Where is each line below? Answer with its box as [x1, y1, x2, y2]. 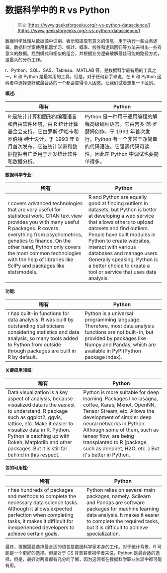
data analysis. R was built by [7, 316, 74, 323]
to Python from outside [7, 341, 61, 348]
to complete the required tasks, [86, 518, 160, 525]
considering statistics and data [7, 328, 80, 335]
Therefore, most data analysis [84, 322, 154, 329]
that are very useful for [7, 206, 61, 213]
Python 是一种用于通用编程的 [84, 113, 153, 120]
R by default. [7, 353, 37, 360]
